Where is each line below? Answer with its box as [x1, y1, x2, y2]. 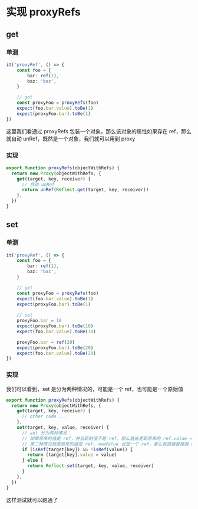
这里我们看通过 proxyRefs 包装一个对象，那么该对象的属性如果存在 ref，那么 [6, 127, 192, 134]
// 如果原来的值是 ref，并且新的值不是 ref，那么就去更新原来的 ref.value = [21, 435, 193, 441]
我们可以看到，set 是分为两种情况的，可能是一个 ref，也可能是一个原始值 [6, 385, 184, 392]
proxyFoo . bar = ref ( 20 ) [16, 339, 75, 345]
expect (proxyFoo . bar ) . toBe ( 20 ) [16, 344, 94, 351]
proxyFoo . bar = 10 [16, 318, 62, 324]
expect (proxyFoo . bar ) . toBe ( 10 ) [16, 323, 94, 329]
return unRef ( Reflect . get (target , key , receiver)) [21, 187, 149, 193]
